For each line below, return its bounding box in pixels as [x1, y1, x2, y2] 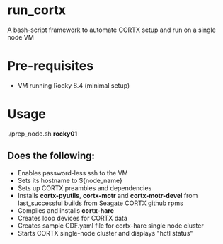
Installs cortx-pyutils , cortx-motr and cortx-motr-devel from [17, 191, 198, 199]
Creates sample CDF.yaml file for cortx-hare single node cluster [17, 221, 204, 230]
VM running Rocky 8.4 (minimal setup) [17, 81, 130, 90]
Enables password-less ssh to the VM [17, 168, 129, 177]
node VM [7, 33, 34, 41]
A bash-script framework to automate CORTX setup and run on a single [7, 25, 216, 34]
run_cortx [7, 2, 66, 18]
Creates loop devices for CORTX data [17, 214, 127, 222]
